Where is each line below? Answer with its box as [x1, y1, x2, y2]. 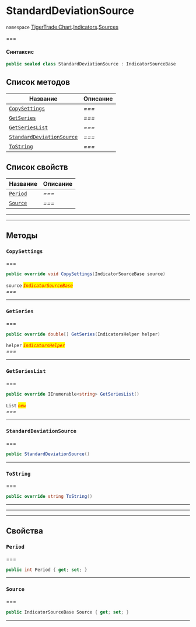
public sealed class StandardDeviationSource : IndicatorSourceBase [6, 61, 176, 67]
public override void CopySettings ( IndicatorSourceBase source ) [6, 271, 166, 277]
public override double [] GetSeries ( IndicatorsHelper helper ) [6, 331, 160, 337]
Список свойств [6, 162, 68, 172]
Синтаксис [6, 48, 34, 55]
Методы [6, 231, 38, 241]
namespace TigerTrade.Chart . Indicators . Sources [6, 23, 118, 30]
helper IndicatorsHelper [6, 343, 65, 349]
